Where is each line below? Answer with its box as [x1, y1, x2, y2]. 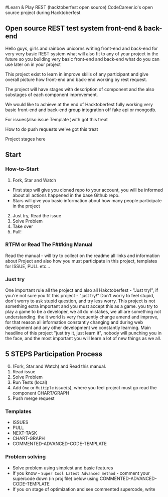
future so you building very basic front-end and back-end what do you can [5, 56, 159, 62]
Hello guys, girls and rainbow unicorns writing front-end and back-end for [5, 45, 158, 51]
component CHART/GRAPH [12, 390, 69, 396]
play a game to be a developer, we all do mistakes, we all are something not [5, 309, 161, 315]
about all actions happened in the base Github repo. [12, 192, 120, 198]
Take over [12, 223, 34, 229]
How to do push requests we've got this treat [5, 126, 98, 132]
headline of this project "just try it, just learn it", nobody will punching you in [5, 330, 162, 336]
